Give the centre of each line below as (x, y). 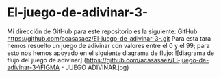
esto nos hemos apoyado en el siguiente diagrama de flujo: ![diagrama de (110, 53)
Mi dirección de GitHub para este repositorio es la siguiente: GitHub (102, 31)
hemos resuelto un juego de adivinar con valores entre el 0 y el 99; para (108, 45)
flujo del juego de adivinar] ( (47, 60)
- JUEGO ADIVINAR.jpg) (95, 67)
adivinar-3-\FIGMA (34, 67)
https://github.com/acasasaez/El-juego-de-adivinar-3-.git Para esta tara (109, 38)
